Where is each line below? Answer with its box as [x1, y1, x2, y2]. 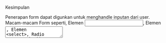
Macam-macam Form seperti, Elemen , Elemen [5, 20, 161, 26]
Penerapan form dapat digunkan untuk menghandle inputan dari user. [5, 14, 150, 20]
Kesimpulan [5, 5, 30, 10]
